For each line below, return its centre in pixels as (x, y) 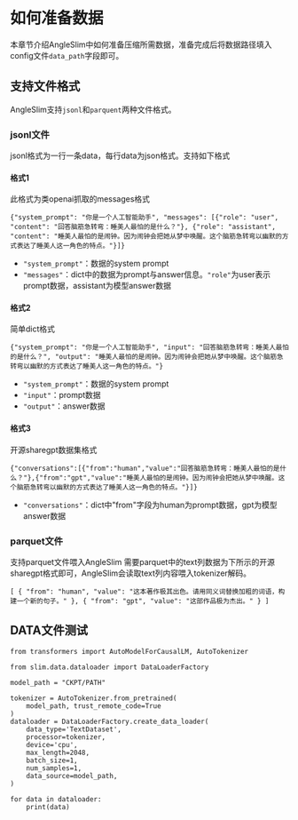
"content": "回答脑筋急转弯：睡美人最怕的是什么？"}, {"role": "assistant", (143, 227)
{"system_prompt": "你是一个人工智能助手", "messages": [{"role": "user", (145, 218)
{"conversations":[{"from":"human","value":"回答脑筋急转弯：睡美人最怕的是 (145, 468)
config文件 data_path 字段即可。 (67, 55)
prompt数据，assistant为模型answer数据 (97, 286)
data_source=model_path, (72, 776)
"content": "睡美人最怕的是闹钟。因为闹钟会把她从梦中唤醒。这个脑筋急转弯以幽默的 (146, 236)
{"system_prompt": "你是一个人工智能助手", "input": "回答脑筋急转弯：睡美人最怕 (149, 347)
